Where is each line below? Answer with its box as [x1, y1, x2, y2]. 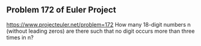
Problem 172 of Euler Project [6, 5, 116, 15]
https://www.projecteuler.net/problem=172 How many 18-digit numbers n [6, 21, 191, 28]
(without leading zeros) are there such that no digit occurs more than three [6, 27, 195, 34]
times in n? [6, 33, 34, 41]
